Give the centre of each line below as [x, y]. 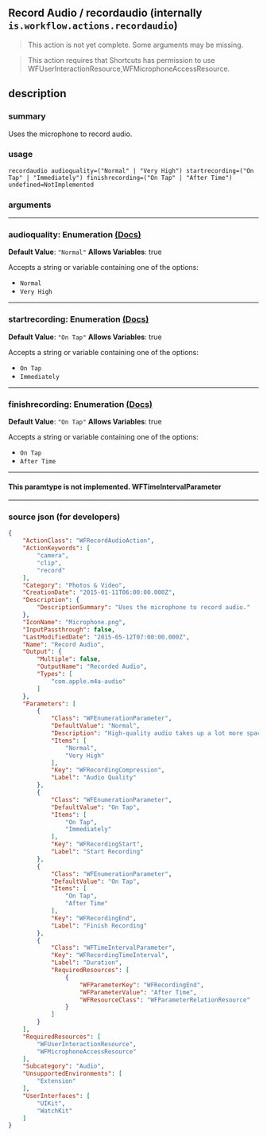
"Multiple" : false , [69, 659]
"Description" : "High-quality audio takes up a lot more [147, 733]
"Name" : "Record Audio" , [64, 644]
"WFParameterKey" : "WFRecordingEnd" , [141, 985]
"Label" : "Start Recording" [97, 852]
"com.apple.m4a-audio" [88, 681]
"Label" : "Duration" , [87, 963]
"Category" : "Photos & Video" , [74, 585]
